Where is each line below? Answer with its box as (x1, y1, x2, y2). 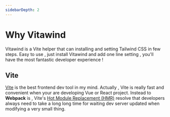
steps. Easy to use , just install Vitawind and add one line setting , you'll (5, 51, 154, 57)
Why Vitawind (5, 29, 66, 40)
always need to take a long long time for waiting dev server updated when (5, 100, 160, 106)
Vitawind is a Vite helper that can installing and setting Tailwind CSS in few (5, 46, 161, 52)
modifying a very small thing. (5, 106, 66, 112)
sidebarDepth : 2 (5, 7, 39, 13)
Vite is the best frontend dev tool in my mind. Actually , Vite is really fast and (5, 84, 164, 91)
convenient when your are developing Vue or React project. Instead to (5, 90, 151, 96)
